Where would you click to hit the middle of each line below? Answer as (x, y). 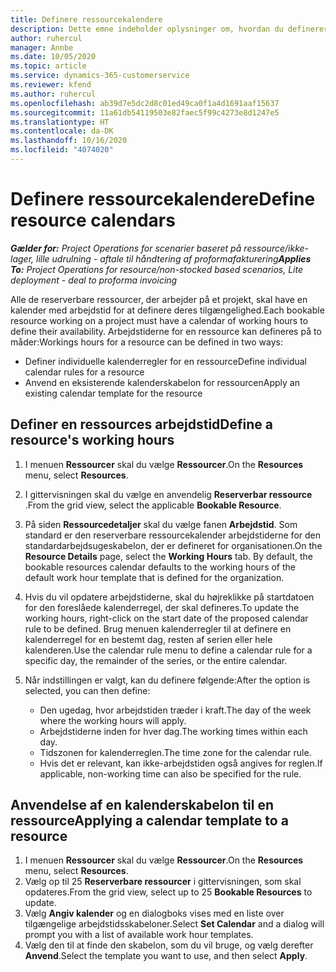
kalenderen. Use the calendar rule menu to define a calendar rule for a (168, 650)
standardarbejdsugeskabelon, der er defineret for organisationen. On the (173, 545)
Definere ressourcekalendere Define (163, 199)
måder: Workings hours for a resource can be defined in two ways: (146, 342)
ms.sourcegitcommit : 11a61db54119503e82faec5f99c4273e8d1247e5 (145, 112)
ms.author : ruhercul (53, 94)
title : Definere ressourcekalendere (86, 19)
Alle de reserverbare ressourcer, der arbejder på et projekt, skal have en (159, 299)
